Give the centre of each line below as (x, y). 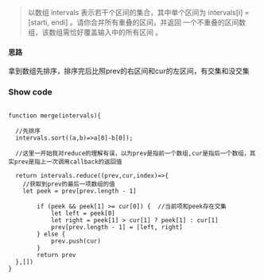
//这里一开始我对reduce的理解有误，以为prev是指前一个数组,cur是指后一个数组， (133, 153)
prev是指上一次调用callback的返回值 (68, 162)
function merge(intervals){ (55, 115)
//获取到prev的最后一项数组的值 (69, 184)
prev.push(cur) (76, 241)
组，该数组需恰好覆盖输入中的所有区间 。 (95, 32)
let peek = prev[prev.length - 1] (80, 191)
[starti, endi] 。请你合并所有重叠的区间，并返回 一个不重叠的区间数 (137, 22)
